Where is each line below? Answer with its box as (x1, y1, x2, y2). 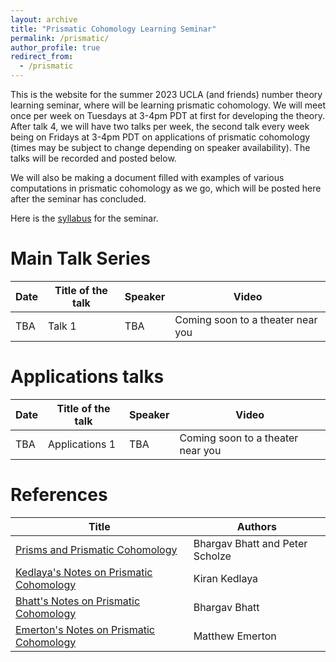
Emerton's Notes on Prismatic (15, 622, 156, 636)
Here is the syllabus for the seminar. (10, 212, 159, 224)
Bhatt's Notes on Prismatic (15, 594, 141, 608)
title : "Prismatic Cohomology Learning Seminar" (10, 24, 217, 34)
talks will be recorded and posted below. (10, 152, 177, 164)
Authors (236, 519, 277, 533)
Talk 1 (48, 319, 77, 333)
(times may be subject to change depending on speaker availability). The (10, 142, 311, 153)
